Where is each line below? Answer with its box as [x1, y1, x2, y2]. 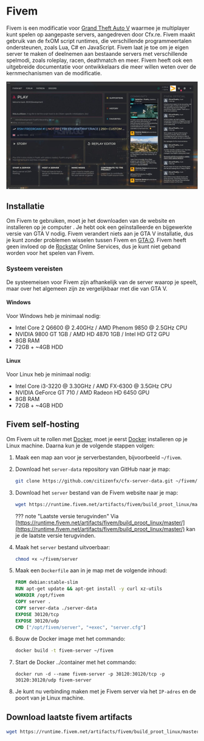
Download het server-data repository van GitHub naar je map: [15, 465, 171, 473]
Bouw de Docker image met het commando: [15, 635, 126, 643]
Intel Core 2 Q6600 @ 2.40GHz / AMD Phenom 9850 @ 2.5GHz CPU [15, 323, 188, 331]
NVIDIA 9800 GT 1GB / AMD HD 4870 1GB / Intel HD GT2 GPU [15, 330, 170, 337]
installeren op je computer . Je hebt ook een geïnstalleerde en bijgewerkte [6, 223, 192, 231]
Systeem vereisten [6, 265, 63, 273]
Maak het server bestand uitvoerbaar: [15, 543, 110, 550]
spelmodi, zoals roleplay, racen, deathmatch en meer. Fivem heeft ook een [6, 56, 193, 64]
